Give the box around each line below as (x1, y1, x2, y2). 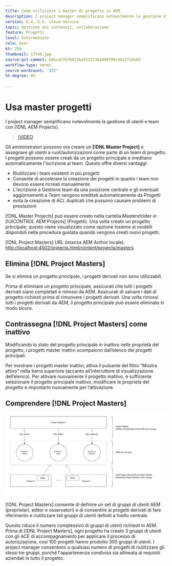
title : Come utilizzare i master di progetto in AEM (5, 8, 120, 13)
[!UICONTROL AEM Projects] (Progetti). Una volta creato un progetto (5, 218, 150, 224)
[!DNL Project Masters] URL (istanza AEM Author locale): (5, 239, 125, 245)
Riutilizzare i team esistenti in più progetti (12, 170, 100, 176)
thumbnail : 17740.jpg (5, 51, 52, 56)
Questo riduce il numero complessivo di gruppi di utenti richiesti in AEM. (5, 522, 158, 529)
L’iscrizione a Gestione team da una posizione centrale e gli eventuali (12, 186, 159, 193)
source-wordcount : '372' (5, 68, 58, 73)
